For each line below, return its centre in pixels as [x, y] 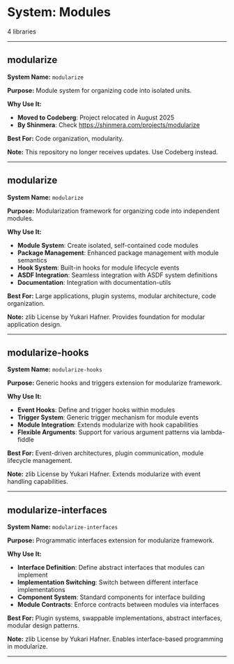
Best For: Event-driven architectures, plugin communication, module [106, 453]
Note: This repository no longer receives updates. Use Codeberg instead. [112, 152]
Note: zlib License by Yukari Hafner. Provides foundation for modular [106, 317]
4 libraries [22, 31]
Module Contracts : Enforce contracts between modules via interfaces [118, 605]
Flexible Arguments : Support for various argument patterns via [108, 432]
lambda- [213, 432]
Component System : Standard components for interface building [111, 597]
